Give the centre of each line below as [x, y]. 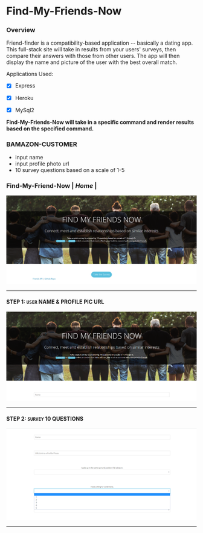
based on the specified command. [50, 129]
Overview [21, 30]
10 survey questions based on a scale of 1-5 [70, 170]
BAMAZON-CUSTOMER [42, 144]
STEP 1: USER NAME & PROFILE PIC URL [55, 302]
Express [25, 86]
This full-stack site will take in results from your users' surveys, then [91, 49]
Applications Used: [30, 74]
